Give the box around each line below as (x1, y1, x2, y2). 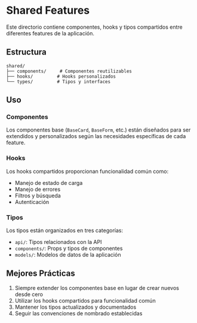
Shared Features (6, 4, 90, 17)
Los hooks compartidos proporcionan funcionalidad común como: (6, 167, 169, 175)
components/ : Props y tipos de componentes (14, 245, 123, 252)
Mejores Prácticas (6, 269, 76, 279)
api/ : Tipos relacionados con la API (14, 239, 102, 246)
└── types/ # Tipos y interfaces (6, 78, 111, 84)
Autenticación (14, 198, 50, 205)
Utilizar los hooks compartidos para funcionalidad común (14, 297, 156, 304)
